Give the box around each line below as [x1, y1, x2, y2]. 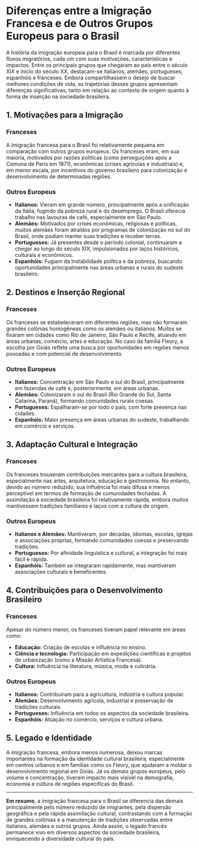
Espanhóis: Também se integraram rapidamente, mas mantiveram [14, 561, 176, 569]
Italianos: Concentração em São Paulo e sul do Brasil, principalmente [14, 378, 185, 386]
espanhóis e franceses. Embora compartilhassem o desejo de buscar [6, 74, 176, 81]
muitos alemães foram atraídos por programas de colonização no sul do [14, 226, 191, 233]
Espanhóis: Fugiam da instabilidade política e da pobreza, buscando [14, 258, 182, 265]
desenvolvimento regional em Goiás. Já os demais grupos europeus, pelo [6, 767, 185, 775]
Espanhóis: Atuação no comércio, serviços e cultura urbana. [14, 715, 164, 723]
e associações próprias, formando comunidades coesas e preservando [14, 537, 189, 544]
